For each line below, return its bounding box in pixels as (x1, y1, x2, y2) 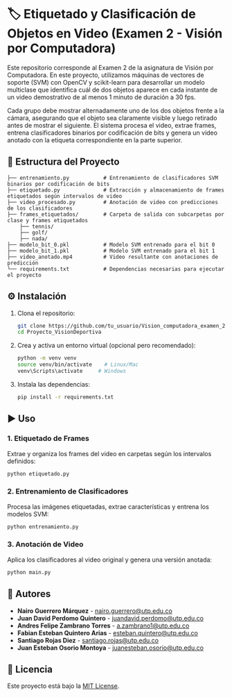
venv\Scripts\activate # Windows (17, 368, 127, 375)
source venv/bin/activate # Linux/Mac (17, 361, 139, 369)
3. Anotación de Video (7, 539, 84, 549)
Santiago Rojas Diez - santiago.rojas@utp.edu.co (17, 636, 159, 644)
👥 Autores (7, 588, 51, 600)
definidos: (7, 457, 36, 465)
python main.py (7, 569, 51, 576)
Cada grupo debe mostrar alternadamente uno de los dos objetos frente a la (7, 106, 225, 115)
